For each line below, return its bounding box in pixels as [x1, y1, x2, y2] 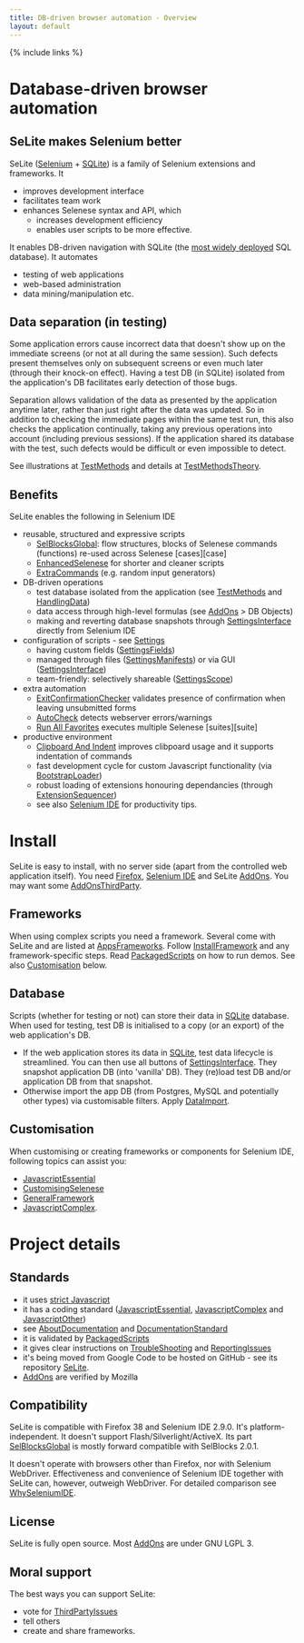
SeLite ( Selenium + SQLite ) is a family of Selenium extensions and [9, 158, 256, 169]
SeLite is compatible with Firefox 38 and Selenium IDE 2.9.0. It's [9, 1421, 248, 1432]
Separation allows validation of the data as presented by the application [9, 394, 278, 405]
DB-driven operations [22, 577, 104, 588]
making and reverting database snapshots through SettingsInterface [35, 615, 292, 627]
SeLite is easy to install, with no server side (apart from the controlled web [9, 861, 288, 872]
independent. [9, 1431, 60, 1442]
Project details [9, 1233, 121, 1254]
